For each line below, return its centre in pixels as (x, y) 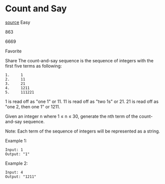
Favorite (13, 51)
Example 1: (16, 140)
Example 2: (17, 163)
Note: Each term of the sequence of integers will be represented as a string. (82, 131)
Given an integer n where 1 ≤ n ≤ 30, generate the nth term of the (72, 116)
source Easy (18, 22)
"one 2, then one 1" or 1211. (33, 106)
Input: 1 (14, 150)
